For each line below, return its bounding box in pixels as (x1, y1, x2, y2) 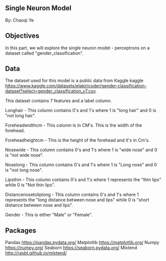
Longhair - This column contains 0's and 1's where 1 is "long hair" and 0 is (5, 107, 157, 113)
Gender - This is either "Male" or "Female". (5, 212, 93, 218)
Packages (5, 226, 36, 235)
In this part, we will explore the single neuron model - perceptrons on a (5, 45, 150, 51)
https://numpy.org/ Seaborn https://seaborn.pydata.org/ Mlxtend (5, 245, 137, 251)
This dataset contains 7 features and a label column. (5, 98, 112, 104)
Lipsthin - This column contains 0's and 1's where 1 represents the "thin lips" (5, 176, 162, 183)
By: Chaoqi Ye (5, 17, 34, 23)
